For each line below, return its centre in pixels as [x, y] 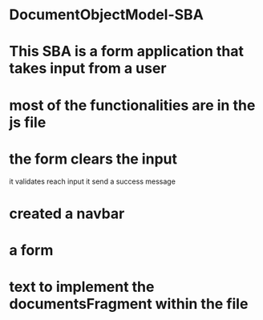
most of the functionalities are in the [132, 105]
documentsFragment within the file [129, 304]
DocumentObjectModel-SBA [106, 15]
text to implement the [82, 287]
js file [28, 122]
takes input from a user [88, 69]
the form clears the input [93, 159]
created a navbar [67, 213]
